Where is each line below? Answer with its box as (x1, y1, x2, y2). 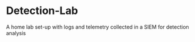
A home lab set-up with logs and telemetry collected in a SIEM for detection (6, 23, 189, 30)
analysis (6, 29, 26, 36)
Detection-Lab (6, 4, 78, 17)
